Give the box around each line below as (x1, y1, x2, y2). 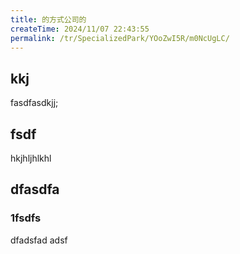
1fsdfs (10, 211, 42, 225)
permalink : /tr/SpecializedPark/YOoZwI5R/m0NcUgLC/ (10, 33, 230, 43)
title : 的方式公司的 (10, 14, 87, 25)
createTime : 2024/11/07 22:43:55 (10, 24, 150, 34)
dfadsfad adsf (10, 234, 68, 246)
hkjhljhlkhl (10, 152, 52, 164)
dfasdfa (10, 181, 60, 198)
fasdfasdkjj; (10, 97, 59, 109)
